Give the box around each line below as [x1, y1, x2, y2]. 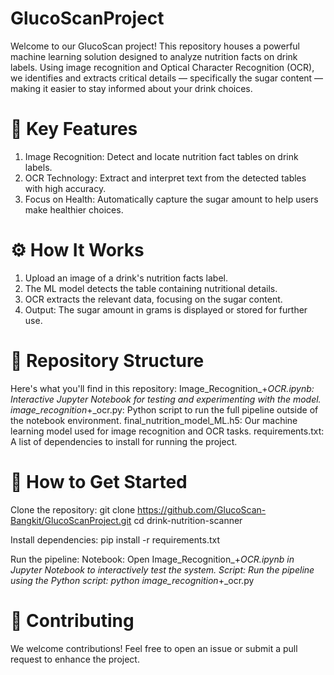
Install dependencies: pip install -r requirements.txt [10, 533, 220, 546]
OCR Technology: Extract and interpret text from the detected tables [24, 172, 307, 184]
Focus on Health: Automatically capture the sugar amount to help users [24, 193, 319, 205]
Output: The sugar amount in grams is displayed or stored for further [24, 303, 308, 316]
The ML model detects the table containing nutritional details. [24, 282, 278, 294]
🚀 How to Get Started [10, 470, 188, 493]
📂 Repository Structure [10, 350, 205, 372]
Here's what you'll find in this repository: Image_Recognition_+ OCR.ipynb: [10, 382, 315, 394]
